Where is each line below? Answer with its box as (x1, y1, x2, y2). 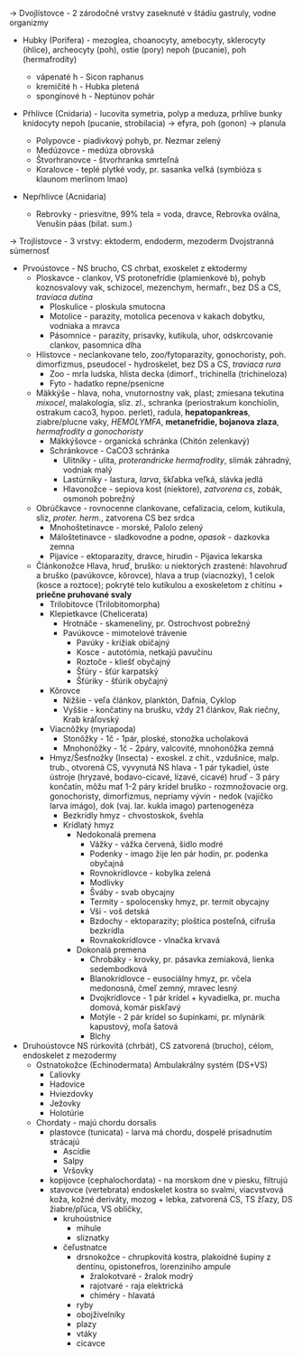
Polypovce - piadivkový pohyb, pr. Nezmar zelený (35, 136, 222, 145)
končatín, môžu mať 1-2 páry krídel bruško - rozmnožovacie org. (49, 781, 288, 791)
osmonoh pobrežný (62, 493, 135, 504)
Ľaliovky (49, 1070, 81, 1080)
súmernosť (9, 246, 50, 256)
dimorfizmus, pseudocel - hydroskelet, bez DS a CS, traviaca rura (35, 359, 281, 369)
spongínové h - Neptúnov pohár (35, 90, 155, 101)
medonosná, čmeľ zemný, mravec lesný (89, 983, 238, 993)
